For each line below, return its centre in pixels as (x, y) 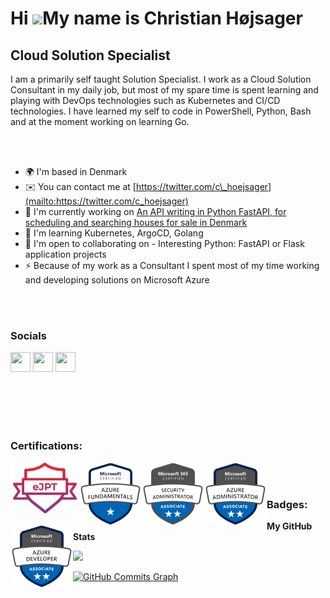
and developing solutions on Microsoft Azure (117, 280)
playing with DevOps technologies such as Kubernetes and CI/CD (145, 100)
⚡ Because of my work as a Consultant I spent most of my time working (172, 265)
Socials (28, 335)
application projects (65, 254)
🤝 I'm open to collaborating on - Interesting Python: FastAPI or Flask (164, 243)
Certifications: (46, 446)
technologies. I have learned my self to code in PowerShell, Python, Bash (161, 111)
